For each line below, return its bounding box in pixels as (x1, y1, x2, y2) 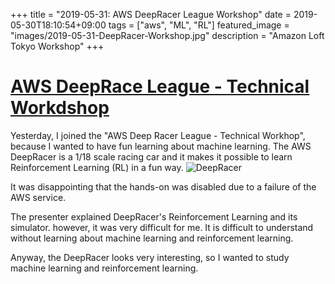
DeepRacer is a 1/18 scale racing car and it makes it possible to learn (10, 150, 293, 163)
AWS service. (10, 191, 67, 203)
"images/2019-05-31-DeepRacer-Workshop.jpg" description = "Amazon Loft (10, 30, 325, 41)
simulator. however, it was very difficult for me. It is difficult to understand (10, 221, 314, 233)
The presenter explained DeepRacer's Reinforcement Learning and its (10, 210, 298, 223)
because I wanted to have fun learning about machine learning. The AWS (10, 140, 312, 152)
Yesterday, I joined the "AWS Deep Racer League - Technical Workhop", (10, 129, 306, 141)
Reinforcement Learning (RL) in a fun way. (10, 161, 184, 173)
